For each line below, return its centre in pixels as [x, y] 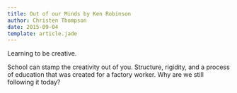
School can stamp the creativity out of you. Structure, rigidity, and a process [118, 67]
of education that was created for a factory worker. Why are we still [105, 75]
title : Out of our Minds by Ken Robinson [69, 14]
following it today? [34, 82]
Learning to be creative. [42, 54]
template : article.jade [42, 33]
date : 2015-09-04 [33, 27]
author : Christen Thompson [47, 20]
